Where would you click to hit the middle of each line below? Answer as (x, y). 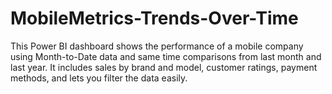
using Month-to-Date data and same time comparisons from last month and (166, 56)
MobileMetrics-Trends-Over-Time (154, 18)
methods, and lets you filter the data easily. (99, 78)
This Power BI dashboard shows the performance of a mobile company (157, 46)
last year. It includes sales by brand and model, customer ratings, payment (164, 67)
